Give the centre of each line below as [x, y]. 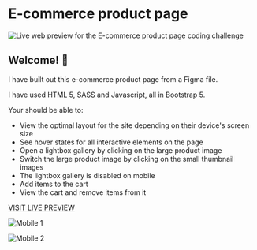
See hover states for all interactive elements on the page [111, 142]
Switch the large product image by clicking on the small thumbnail [127, 159]
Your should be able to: [46, 110]
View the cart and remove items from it [83, 192]
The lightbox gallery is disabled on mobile [87, 175]
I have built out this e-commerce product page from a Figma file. [113, 79]
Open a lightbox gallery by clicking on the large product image [121, 150]
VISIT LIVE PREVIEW [41, 207]
